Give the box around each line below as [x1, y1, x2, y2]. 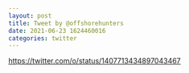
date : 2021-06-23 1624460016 [8, 26, 106, 34]
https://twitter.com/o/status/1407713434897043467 [8, 56, 181, 66]
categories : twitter [8, 34, 78, 43]
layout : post [8, 11, 52, 20]
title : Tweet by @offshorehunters [8, 19, 125, 27]
